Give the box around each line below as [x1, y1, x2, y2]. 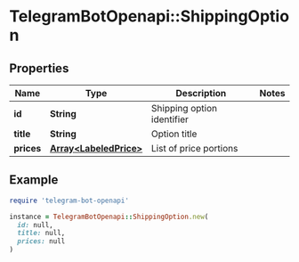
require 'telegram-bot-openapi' [9, 196, 129, 205]
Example [9, 172, 59, 188]
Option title [150, 127, 198, 140]
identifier [150, 113, 189, 126]
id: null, [17, 220, 53, 229]
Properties [9, 61, 69, 76]
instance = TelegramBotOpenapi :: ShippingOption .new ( [9, 212, 209, 221]
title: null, [17, 229, 66, 238]
